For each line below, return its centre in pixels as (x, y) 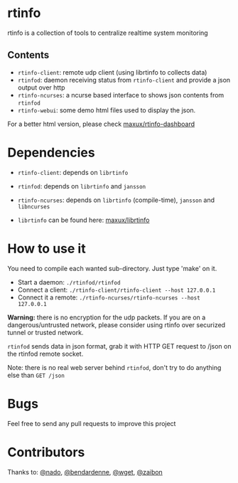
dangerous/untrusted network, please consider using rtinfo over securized (117, 324)
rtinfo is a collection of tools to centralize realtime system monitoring (108, 33)
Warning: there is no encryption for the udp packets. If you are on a (107, 317)
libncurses (34, 207)
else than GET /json (36, 375)
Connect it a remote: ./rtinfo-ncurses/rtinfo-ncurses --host (109, 297)
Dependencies (51, 153)
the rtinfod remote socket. (45, 354)
